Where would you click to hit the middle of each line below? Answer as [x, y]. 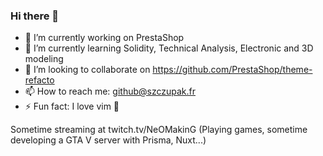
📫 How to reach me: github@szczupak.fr [110, 91]
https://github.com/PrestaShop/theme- [232, 70]
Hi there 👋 [35, 16]
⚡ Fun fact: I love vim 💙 [72, 106]
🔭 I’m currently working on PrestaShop [104, 38]
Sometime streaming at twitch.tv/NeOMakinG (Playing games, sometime [159, 130]
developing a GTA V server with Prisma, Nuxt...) [108, 140]
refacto [39, 80]
